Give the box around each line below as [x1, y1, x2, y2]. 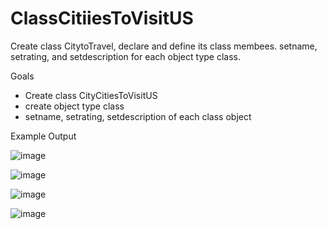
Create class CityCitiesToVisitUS [24, 89, 158, 101]
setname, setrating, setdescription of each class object [24, 110, 252, 122]
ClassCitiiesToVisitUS [10, 7, 194, 30]
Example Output [10, 130, 77, 142]
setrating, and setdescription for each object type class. [10, 50, 242, 62]
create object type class [24, 100, 125, 112]
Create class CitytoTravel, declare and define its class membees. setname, [10, 40, 318, 52]
